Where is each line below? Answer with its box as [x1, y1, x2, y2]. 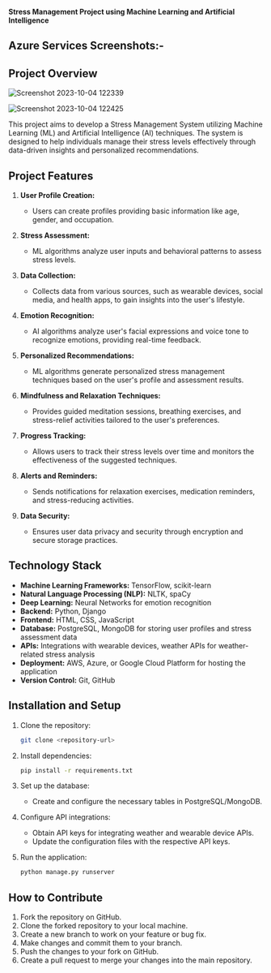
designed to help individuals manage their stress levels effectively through [8, 137, 256, 147]
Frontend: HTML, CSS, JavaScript [19, 614, 135, 624]
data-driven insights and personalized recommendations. [8, 145, 200, 155]
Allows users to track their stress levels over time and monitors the [32, 446, 255, 457]
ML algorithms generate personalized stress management [32, 367, 225, 377]
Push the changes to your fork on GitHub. [19, 947, 159, 957]
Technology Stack [8, 559, 102, 573]
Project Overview [8, 67, 98, 80]
